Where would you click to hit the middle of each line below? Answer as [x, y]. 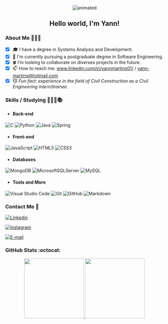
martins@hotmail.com [35, 75]
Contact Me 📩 [22, 206]
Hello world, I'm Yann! [85, 23]
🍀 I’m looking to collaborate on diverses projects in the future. [76, 62]
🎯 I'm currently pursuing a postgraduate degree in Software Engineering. [88, 57]
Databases [24, 159]
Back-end [23, 114]
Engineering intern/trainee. [40, 86]
